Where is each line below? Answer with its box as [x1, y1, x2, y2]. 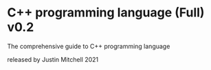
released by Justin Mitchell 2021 [7, 55, 98, 63]
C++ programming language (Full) [7, 5, 205, 21]
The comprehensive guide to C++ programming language [7, 42, 170, 50]
